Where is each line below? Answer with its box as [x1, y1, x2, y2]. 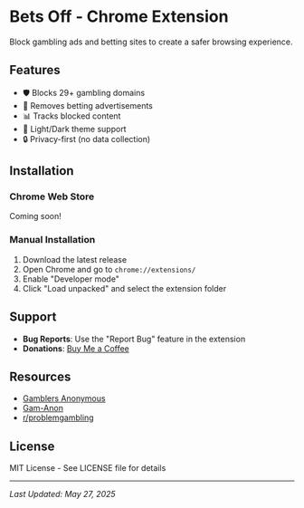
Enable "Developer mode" [22, 273, 120, 284]
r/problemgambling [22, 412, 94, 423]
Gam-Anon [22, 403, 63, 414]
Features [9, 62, 61, 78]
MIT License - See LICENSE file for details [9, 463, 166, 474]
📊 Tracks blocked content [22, 110, 121, 121]
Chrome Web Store [9, 190, 95, 203]
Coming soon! [9, 211, 62, 222]
